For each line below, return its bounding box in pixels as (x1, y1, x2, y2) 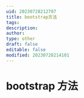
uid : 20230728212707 (6, 8, 57, 15)
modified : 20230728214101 (6, 52, 69, 58)
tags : (6, 19, 19, 25)
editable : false (6, 47, 46, 53)
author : (6, 31, 25, 36)
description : (6, 25, 38, 31)
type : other (6, 36, 35, 42)
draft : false (6, 42, 38, 48)
